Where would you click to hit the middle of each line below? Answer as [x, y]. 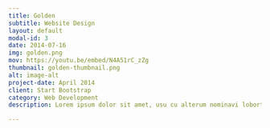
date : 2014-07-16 [37, 46]
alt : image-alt [34, 75]
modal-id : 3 [28, 38]
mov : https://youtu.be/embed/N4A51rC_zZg [79, 61]
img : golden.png [35, 53]
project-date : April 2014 [51, 82]
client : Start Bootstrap [50, 90]
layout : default [35, 30]
